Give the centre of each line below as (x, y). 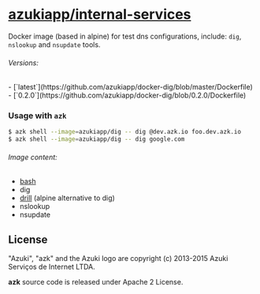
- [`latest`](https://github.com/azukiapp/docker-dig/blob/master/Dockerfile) (131, 87)
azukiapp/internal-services (100, 15)
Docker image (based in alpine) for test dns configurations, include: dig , (125, 36)
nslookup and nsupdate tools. (54, 44)
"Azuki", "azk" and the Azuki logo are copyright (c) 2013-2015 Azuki (118, 259)
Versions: (24, 62)
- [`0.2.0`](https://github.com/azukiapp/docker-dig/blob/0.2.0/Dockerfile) (127, 95)
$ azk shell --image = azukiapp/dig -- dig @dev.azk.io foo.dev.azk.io (125, 132)
